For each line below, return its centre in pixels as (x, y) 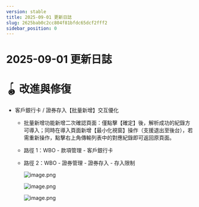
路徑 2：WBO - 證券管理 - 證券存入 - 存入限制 (79, 163)
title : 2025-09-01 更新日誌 (39, 17)
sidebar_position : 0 (32, 28)
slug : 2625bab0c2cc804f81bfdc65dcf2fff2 (57, 23)
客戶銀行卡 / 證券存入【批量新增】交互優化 (67, 110)
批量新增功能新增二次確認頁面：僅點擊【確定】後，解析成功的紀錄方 (107, 123)
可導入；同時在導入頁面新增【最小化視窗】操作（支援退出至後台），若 (108, 130)
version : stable (26, 12)
